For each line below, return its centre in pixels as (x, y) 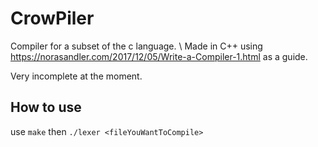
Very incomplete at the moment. (76, 76)
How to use (46, 107)
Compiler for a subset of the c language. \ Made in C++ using (136, 46)
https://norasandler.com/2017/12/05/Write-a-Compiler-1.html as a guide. (159, 56)
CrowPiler (52, 18)
